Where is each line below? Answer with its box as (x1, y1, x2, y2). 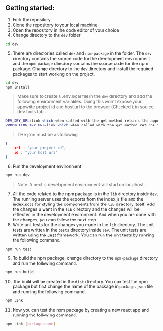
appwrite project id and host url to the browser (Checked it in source (17, 104, 154, 110)
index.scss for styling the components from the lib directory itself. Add (12, 201, 155, 207)
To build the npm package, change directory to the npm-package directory (12, 255, 158, 261)
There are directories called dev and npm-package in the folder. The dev (12, 50, 152, 56)
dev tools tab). (17, 109, 46, 115)
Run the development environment (12, 163, 82, 169)
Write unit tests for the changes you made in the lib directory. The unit (12, 221, 154, 227)
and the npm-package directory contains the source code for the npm (12, 61, 148, 66)
